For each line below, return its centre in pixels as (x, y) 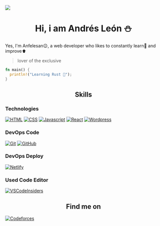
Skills (83, 94)
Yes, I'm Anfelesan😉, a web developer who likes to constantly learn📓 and (80, 46)
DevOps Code (22, 132)
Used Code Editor (27, 180)
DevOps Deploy (24, 156)
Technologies (22, 109)
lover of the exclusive (39, 60)
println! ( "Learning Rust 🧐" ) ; (41, 74)
